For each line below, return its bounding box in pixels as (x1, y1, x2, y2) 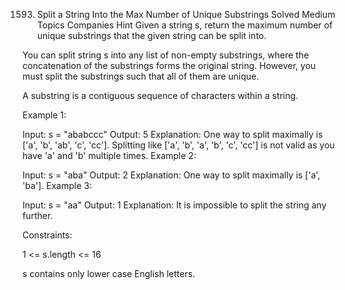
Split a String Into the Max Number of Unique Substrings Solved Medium (36, 9, 336, 20)
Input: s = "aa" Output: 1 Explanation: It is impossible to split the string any (22, 199, 327, 211)
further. (22, 210, 54, 221)
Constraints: (22, 229, 73, 241)
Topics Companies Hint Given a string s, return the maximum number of (36, 19, 334, 31)
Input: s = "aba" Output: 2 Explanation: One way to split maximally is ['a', (22, 169, 321, 181)
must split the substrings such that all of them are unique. (22, 70, 260, 82)
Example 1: (22, 109, 67, 121)
